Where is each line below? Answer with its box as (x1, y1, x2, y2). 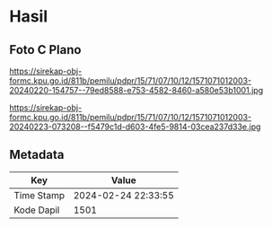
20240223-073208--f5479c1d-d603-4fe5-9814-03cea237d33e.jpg (9, 121, 261, 132)
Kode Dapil (13, 204, 60, 216)
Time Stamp (13, 189, 66, 201)
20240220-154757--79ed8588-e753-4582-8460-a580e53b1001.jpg (9, 85, 263, 95)
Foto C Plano (9, 42, 82, 57)
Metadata (9, 147, 65, 162)
